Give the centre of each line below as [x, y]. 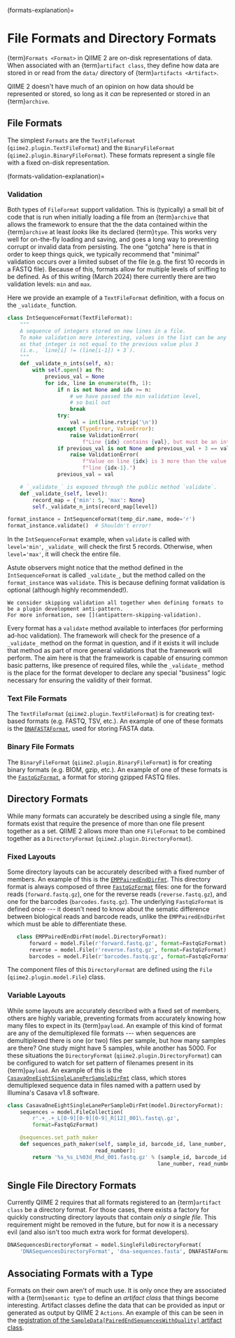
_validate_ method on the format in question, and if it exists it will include [113, 643]
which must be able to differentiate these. [67, 924]
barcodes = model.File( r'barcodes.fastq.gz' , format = [109, 957]
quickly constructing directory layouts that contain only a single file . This [112, 1217]
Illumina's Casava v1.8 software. [54, 1093]
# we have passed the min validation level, [135, 396]
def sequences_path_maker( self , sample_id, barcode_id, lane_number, [123, 1144]
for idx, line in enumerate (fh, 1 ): [98, 383]
